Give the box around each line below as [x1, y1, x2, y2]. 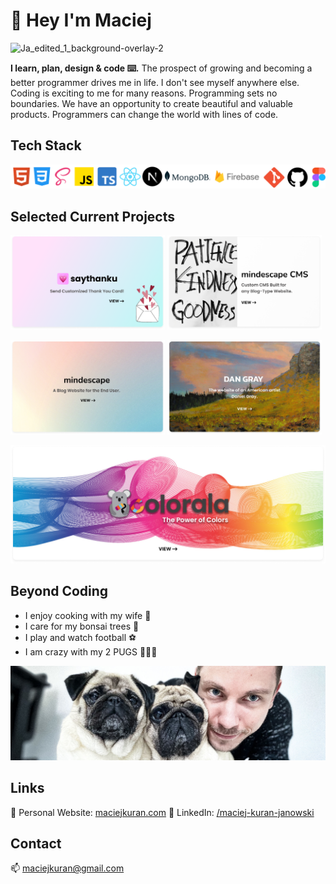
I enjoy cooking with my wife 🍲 [24, 609, 152, 621]
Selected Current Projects [10, 208, 176, 225]
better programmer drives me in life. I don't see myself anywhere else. [10, 76, 300, 88]
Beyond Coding [10, 583, 109, 600]
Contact [10, 835, 62, 852]
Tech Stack [10, 137, 82, 154]
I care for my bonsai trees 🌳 [24, 620, 140, 632]
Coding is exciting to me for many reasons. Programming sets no [10, 87, 278, 99]
